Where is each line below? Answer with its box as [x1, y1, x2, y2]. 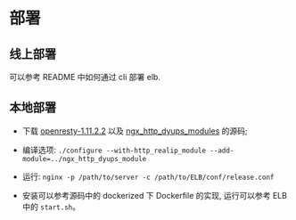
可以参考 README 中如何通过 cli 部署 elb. [9, 72, 160, 82]
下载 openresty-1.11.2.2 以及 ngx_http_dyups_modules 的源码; [21, 126, 248, 136]
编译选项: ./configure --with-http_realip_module [21, 144, 207, 155]
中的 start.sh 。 [21, 201, 81, 212]
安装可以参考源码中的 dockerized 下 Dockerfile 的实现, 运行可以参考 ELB [21, 190, 288, 200]
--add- [209, 146, 234, 155]
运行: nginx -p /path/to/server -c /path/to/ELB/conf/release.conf [21, 171, 275, 182]
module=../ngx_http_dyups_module [21, 154, 147, 163]
